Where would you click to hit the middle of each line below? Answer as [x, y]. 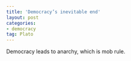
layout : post [23, 18]
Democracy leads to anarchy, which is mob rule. [66, 51]
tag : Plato [20, 34]
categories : [21, 23]
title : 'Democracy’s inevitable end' [53, 12]
